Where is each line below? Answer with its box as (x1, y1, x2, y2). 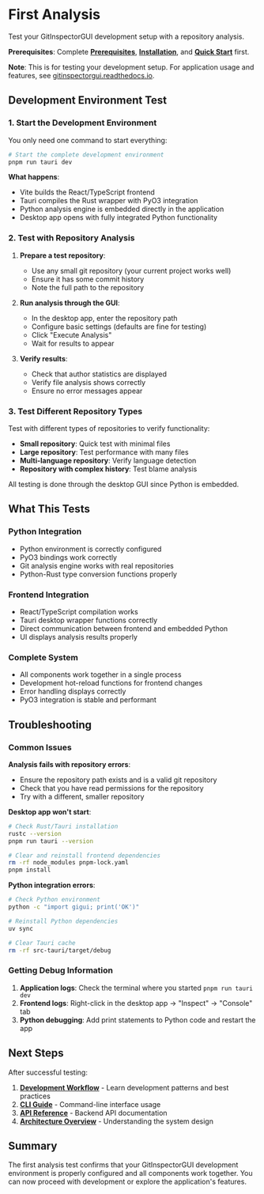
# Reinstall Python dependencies (8, 917, 119, 925)
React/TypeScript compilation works (19, 606, 138, 616)
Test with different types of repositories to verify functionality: (8, 423, 210, 433)
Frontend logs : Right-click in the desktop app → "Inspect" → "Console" (19, 998, 253, 1007)
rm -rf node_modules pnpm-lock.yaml (8, 859, 129, 867)
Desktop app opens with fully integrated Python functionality (19, 213, 218, 222)
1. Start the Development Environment (8, 117, 157, 128)
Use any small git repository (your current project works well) (31, 266, 232, 275)
